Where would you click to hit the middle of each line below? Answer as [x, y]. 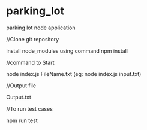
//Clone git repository [33, 39]
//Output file [21, 86]
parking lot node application [41, 28]
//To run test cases [29, 108]
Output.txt [19, 97]
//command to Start [30, 62]
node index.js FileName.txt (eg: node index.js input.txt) [74, 74]
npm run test [22, 120]
